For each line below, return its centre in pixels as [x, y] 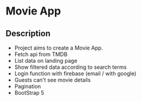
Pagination [28, 86]
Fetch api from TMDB [41, 54]
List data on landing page [46, 61]
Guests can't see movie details [52, 80]
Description [28, 33]
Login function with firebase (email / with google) [75, 73]
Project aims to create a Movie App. [59, 48]
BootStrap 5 [29, 93]
